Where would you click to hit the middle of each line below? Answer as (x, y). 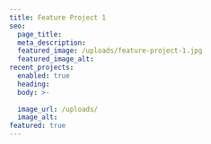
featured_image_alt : (56, 59)
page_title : (40, 34)
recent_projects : (42, 68)
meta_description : (52, 42)
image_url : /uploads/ (58, 109)
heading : (34, 84)
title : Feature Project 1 (57, 17)
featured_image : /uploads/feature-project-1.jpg (110, 51)
